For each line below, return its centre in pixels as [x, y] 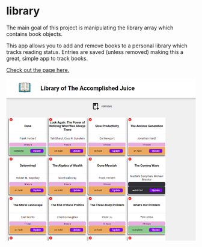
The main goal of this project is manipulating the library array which [90, 28]
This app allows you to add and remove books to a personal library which [97, 46]
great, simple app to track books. [47, 58]
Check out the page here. [38, 70]
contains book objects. [35, 34]
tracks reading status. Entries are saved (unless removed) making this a [95, 52]
